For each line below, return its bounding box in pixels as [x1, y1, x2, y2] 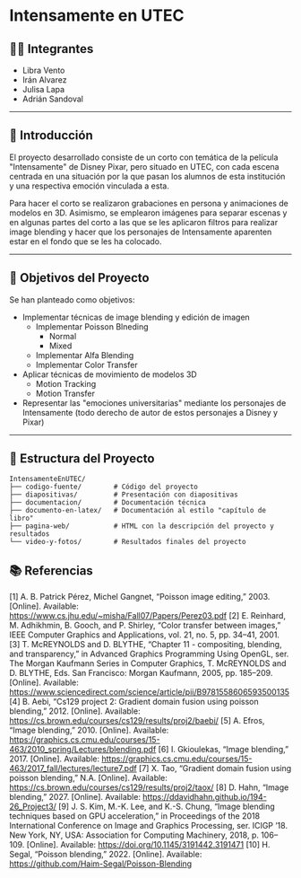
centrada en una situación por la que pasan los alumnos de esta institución [9, 171, 286, 181]
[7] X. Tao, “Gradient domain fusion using [138, 763, 292, 774]
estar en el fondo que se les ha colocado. [9, 235, 163, 247]
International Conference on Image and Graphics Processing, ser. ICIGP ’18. [9, 821, 288, 831]
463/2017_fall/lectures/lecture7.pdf [9, 763, 137, 774]
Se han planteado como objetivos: [9, 294, 135, 305]
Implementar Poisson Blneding [35, 320, 149, 332]
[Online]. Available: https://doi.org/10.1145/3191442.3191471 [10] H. [26, 839, 271, 850]
